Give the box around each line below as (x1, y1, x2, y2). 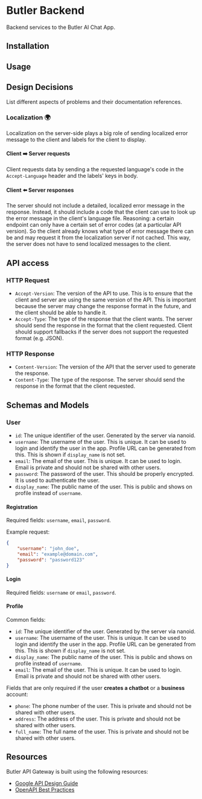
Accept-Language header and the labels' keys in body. (6, 172, 139, 180)
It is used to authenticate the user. (14, 476, 100, 484)
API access (6, 257, 49, 268)
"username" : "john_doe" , (17, 545, 80, 552)
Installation (6, 41, 49, 51)
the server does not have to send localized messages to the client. (6, 241, 171, 248)
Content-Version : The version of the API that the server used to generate (14, 363, 196, 371)
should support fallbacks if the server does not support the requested (14, 328, 189, 335)
